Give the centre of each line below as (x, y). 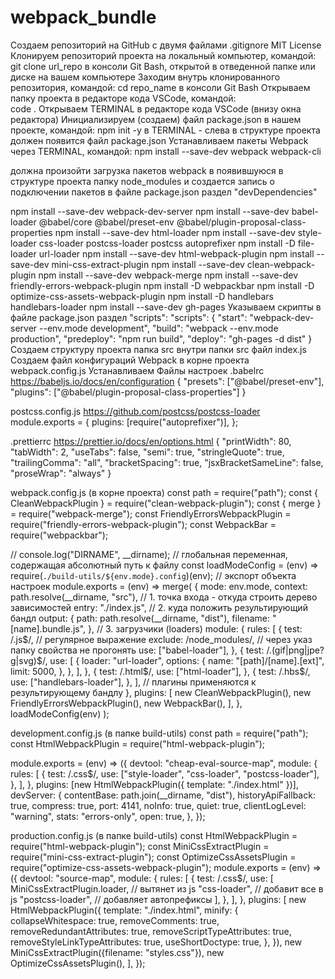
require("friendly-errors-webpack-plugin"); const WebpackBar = (143, 524)
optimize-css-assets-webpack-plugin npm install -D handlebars (142, 296)
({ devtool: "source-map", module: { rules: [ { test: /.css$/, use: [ (142, 878)
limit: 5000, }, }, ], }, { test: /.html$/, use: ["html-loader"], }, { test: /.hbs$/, (160, 671)
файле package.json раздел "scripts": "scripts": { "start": (129, 317)
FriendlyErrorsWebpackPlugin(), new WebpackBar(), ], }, (126, 703)
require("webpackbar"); (59, 535)
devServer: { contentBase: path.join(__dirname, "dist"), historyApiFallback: (163, 795)
